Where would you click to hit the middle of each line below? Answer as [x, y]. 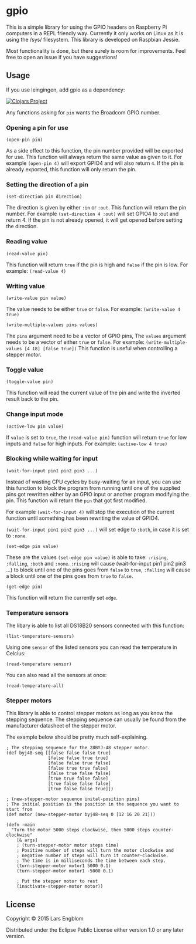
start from [19, 810]
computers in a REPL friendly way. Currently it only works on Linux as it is [95, 33]
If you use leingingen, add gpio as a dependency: [66, 90]
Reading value [27, 242]
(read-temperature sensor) [39, 664]
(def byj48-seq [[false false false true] [59, 753]
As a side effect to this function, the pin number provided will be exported [95, 151]
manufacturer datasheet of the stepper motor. [61, 726]
